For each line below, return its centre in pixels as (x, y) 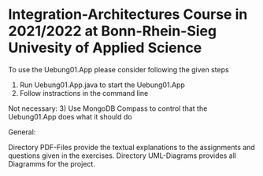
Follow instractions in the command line (84, 93)
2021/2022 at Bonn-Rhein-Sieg (113, 31)
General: (22, 132)
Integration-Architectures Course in (128, 15)
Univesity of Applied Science (105, 48)
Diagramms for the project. (52, 163)
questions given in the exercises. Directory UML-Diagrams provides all (122, 156)
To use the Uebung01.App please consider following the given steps (119, 69)
